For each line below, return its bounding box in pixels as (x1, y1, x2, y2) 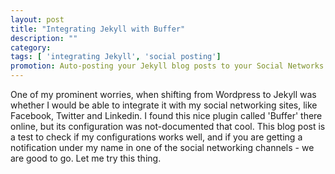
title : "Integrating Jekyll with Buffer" (10, 24, 186, 34)
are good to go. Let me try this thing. (10, 152, 162, 164)
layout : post (10, 14, 65, 25)
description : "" (10, 33, 78, 43)
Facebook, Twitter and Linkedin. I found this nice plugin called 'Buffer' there (10, 110, 323, 121)
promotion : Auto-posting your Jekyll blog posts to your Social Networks (10, 61, 325, 71)
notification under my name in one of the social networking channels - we (10, 142, 315, 153)
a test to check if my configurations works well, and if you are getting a (10, 131, 303, 143)
